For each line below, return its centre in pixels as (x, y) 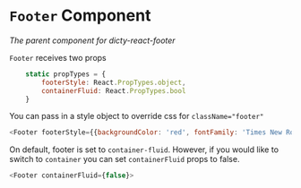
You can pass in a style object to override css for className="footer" (137, 116)
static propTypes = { (65, 74)
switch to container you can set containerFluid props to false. (125, 159)
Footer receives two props (58, 57)
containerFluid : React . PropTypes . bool (114, 90)
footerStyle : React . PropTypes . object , (114, 82)
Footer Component (80, 16)
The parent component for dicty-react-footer (93, 40)
